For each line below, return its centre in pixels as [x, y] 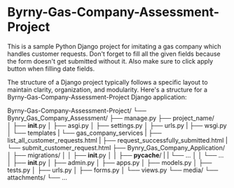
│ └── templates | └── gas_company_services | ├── [85, 133]
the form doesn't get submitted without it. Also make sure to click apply [110, 61]
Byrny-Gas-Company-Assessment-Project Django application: [97, 97]
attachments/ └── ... [37, 177]
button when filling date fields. [51, 68]
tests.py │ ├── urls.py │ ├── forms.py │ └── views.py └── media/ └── [113, 170]
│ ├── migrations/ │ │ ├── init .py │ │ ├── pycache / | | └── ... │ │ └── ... [116, 155]
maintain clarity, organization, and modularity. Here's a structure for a [108, 89]
